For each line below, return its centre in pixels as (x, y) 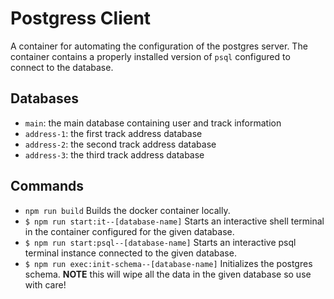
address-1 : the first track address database (113, 133)
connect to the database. (62, 67)
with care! (45, 284)
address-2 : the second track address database (120, 144)
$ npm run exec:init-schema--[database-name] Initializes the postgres (168, 263)
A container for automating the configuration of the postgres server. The (159, 46)
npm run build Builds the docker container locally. (127, 210)
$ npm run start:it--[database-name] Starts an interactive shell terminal (174, 221)
